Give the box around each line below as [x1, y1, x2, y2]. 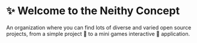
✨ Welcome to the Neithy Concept [6, 4, 180, 18]
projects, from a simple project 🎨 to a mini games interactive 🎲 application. [6, 30, 190, 37]
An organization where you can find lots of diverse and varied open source [6, 24, 192, 31]
